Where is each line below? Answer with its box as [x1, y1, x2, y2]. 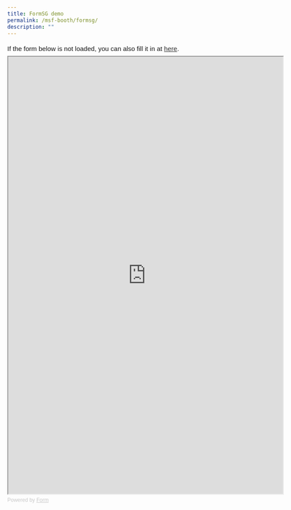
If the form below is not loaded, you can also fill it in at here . [7, 45, 179, 53]
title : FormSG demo [7, 10, 64, 17]
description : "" [7, 23, 54, 30]
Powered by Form [7, 497, 49, 504]
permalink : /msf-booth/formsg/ [7, 17, 98, 24]
